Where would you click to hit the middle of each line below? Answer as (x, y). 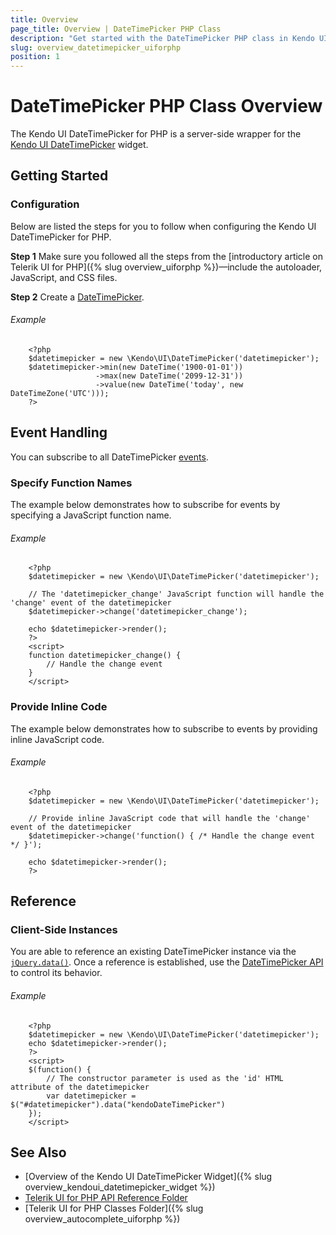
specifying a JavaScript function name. (91, 515)
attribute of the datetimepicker (80, 1087)
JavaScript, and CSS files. (64, 277)
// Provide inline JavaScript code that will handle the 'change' (169, 818)
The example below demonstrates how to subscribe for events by (145, 505)
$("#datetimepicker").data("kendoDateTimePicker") (118, 1104)
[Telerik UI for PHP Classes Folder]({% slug (114, 1208)
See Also (38, 1152)
